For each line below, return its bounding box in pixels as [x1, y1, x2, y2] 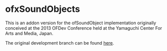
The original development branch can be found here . [5, 40, 114, 46]
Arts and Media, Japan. [5, 30, 54, 36]
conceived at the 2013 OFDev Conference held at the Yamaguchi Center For [5, 25, 162, 31]
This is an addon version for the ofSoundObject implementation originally [5, 20, 156, 26]
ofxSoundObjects [5, 3, 80, 15]
